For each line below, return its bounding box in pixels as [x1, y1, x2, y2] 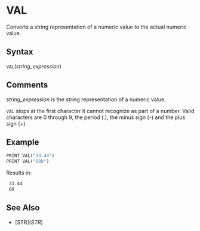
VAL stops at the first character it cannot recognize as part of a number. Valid [6, 107, 195, 114]
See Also [6, 203, 40, 213]
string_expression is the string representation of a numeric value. [6, 96, 166, 103]
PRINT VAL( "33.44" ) [6, 153, 55, 159]
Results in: [6, 169, 32, 176]
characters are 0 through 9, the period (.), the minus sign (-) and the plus [6, 114, 186, 121]
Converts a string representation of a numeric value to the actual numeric [6, 23, 187, 30]
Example [6, 137, 39, 147]
